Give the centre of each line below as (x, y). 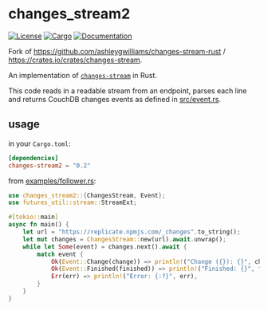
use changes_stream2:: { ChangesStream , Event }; (87, 195)
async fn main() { (39, 225)
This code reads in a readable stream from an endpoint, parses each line (128, 90)
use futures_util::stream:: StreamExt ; (73, 203)
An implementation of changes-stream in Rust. (83, 75)
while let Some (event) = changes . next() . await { (105, 247)
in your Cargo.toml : (39, 143)
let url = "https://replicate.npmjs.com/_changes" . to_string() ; (132, 232)
